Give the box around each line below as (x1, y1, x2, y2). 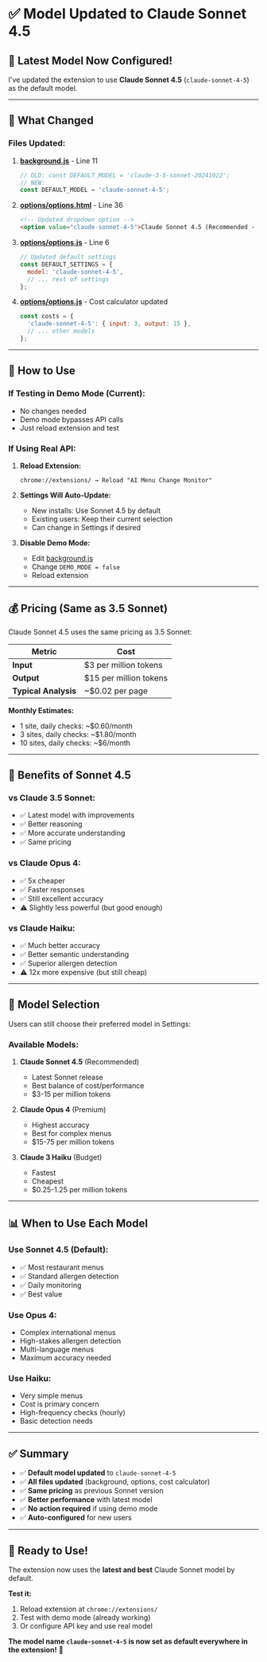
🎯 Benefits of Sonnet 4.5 (8, 769, 131, 782)
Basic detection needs (19, 1416, 94, 1426)
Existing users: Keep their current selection (31, 514, 173, 524)
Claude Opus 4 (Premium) (19, 1105, 106, 1114)
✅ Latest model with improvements (19, 810, 135, 820)
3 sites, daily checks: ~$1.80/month (19, 729, 137, 739)
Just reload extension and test (19, 423, 119, 432)
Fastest (31, 1168, 56, 1178)
